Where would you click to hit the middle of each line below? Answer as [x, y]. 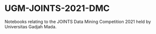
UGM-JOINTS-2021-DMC [57, 8]
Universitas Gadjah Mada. [31, 26]
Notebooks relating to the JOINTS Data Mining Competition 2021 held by [78, 22]
